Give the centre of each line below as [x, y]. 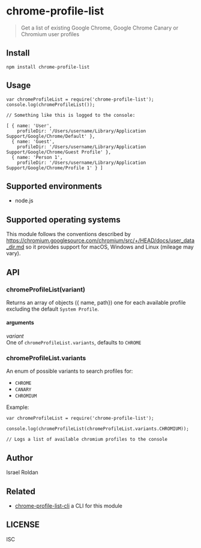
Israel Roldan [22, 472]
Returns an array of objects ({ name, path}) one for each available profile [96, 302]
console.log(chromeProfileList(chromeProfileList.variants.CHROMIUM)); [97, 429]
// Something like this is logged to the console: [71, 115]
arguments [20, 323]
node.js [24, 201]
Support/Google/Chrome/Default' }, [51, 136]
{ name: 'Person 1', [37, 157]
